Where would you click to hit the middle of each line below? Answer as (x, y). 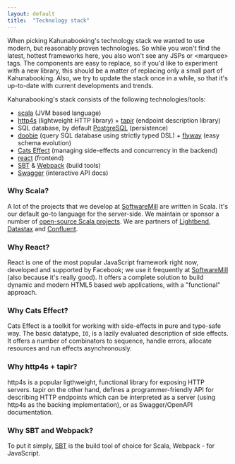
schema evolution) (44, 142)
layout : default (31, 14)
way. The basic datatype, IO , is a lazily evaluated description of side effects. (118, 334)
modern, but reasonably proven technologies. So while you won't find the (114, 48)
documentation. (30, 412)
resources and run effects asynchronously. (70, 348)
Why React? (29, 247)
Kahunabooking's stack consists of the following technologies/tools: (107, 99)
